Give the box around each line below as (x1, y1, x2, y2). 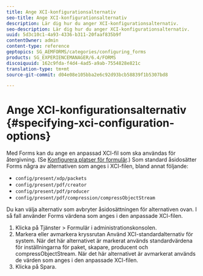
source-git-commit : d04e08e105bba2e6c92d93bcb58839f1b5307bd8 (6, 72, 168, 78)
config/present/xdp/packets (15, 176, 87, 182)
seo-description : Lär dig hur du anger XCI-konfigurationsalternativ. (6, 26, 190, 32)
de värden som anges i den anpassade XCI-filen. (15, 256, 139, 264)
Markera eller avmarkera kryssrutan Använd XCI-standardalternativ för (15, 231, 194, 238)
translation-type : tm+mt (6, 65, 70, 72)
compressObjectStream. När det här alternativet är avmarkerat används (15, 250, 196, 258)
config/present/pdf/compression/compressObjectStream (15, 195, 155, 201)
